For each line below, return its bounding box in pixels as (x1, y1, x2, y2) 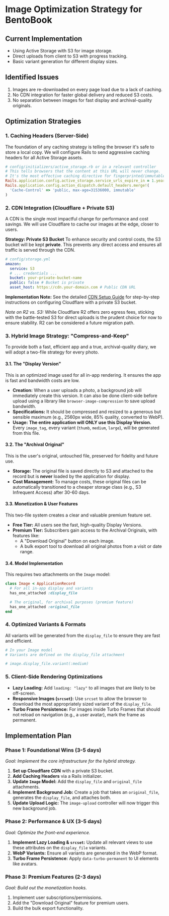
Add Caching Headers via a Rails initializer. (12, 773, 103, 779)
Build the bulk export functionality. (12, 905, 84, 911)
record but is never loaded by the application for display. (12, 473, 131, 479)
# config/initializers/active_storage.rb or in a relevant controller (5, 164, 156, 169)
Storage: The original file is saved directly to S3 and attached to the (12, 468, 153, 474)
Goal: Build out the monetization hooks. (5, 884, 87, 891)
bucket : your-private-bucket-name (10, 275, 82, 280)
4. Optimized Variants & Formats (5, 621, 86, 628)
